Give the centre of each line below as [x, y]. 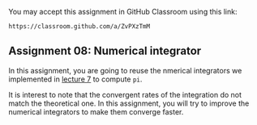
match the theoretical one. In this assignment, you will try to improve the [129, 103]
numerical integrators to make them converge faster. [96, 111]
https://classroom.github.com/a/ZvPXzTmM [79, 27]
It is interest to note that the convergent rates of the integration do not [125, 94]
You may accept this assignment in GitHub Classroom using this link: [123, 12]
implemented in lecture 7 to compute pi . [75, 79]
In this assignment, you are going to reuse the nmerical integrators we [125, 70]
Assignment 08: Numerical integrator [105, 51]
